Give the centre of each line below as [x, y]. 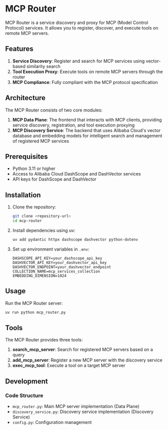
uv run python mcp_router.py [35, 312]
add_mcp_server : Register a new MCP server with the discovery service [87, 360]
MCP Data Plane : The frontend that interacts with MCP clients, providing [87, 119]
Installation [23, 195]
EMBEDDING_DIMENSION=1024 [39, 275]
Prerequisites [26, 156]
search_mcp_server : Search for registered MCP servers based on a [83, 349]
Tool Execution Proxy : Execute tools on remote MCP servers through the [87, 71]
